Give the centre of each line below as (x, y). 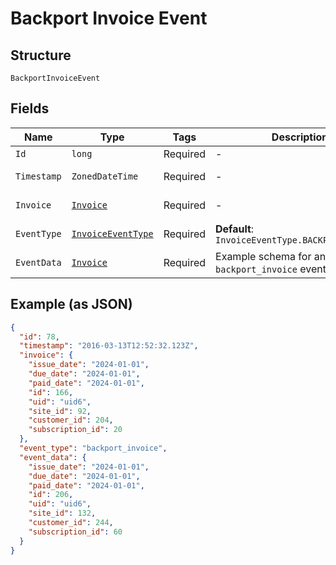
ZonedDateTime (105, 176)
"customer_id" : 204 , (71, 420)
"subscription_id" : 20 (75, 430)
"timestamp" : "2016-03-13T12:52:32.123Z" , (109, 346)
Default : (235, 229)
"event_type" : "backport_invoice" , (93, 448)
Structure (41, 55)
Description (300, 137)
